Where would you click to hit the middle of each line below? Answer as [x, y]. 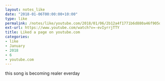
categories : [17, 37]
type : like [16, 19]
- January [15, 46]
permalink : [16, 23]
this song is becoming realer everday [42, 73]
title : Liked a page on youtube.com [42, 32]
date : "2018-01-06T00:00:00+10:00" [41, 14]
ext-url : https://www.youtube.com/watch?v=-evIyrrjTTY [62, 28]
